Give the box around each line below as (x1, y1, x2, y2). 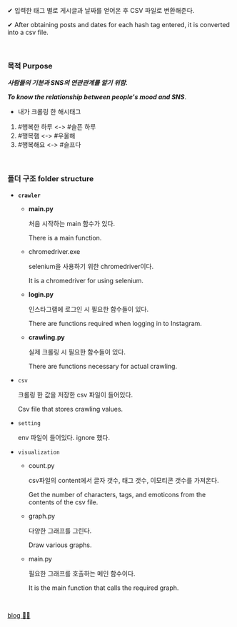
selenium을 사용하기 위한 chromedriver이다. (28, 262, 154, 270)
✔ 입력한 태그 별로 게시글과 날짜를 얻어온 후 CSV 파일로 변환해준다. (7, 6, 195, 14)
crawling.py (28, 332, 66, 341)
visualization (17, 449, 60, 456)
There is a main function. (28, 233, 102, 242)
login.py (28, 290, 54, 298)
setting (17, 419, 41, 427)
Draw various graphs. (28, 541, 92, 549)
